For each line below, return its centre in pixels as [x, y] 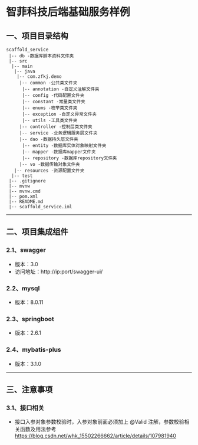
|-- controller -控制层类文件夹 [56, 127]
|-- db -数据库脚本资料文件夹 [41, 56]
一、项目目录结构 [37, 36]
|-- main [22, 66]
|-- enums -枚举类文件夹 [49, 108]
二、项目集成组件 [37, 232]
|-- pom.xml [23, 197]
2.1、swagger [26, 250]
